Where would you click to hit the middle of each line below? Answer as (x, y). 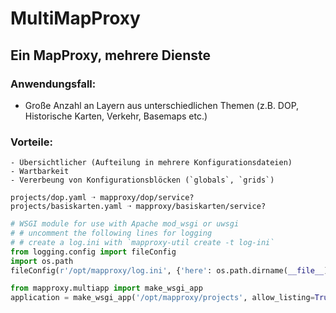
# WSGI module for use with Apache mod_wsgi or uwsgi (125, 224)
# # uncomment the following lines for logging (111, 233)
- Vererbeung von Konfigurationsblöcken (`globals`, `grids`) (142, 180)
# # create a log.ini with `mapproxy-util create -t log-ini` (142, 242)
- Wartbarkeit (40, 172)
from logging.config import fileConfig (93, 252)
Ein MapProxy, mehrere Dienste (110, 55)
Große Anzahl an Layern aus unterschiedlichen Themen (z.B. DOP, (162, 105)
